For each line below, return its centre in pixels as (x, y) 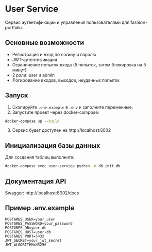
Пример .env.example (40, 208)
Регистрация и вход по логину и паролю (54, 54)
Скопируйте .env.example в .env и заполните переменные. (72, 107)
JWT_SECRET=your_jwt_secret (34, 240)
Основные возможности (44, 43)
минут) (19, 70)
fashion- (139, 22)
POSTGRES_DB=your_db (26, 228)
